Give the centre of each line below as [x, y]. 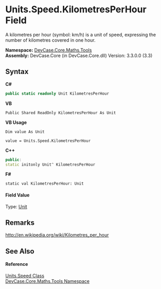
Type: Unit [16, 206]
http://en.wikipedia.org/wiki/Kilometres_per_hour [57, 235]
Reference [17, 264]
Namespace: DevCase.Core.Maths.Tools [49, 50]
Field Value [17, 195]
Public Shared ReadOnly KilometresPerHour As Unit [61, 113]
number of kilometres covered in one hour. [50, 40]
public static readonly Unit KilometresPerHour [57, 94]
